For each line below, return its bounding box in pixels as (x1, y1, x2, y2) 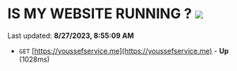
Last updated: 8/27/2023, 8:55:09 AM (7, 31, 134, 40)
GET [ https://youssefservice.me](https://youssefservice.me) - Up (18, 46, 229, 55)
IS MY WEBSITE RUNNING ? (7, 5, 193, 23)
